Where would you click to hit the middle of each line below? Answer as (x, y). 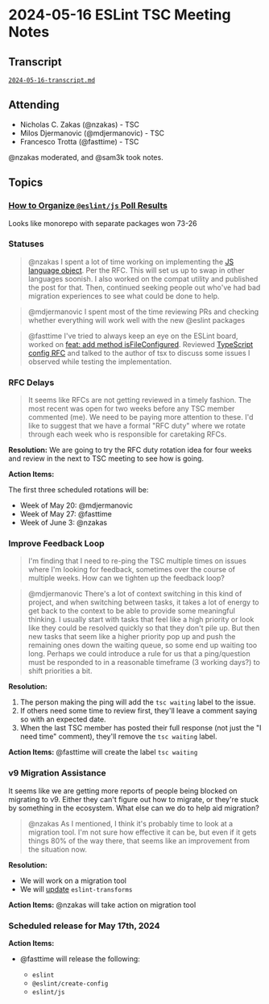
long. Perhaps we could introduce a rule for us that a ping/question (139, 654)
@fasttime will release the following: (80, 959)
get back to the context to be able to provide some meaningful (132, 611)
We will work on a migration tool (73, 881)
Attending (34, 105)
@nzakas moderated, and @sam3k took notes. (86, 157)
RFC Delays (31, 383)
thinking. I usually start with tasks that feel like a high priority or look (141, 620)
